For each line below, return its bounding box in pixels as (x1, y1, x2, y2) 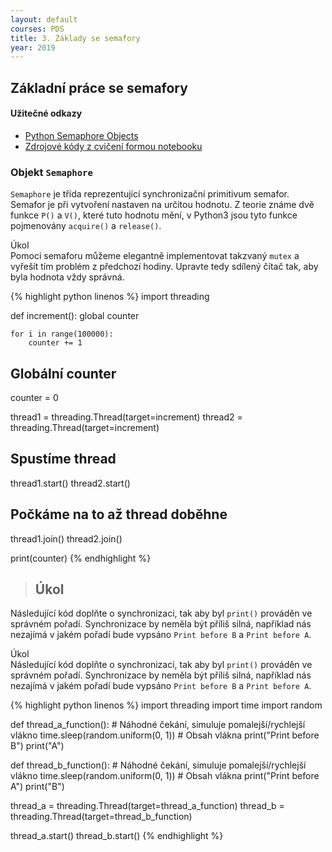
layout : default (10, 14, 78, 25)
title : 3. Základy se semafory (10, 33, 141, 43)
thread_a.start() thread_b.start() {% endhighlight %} (10, 830, 224, 842)
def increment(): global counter (10, 310, 140, 322)
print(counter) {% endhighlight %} (10, 552, 152, 564)
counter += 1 (28, 338, 83, 348)
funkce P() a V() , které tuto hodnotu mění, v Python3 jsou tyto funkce (10, 209, 298, 221)
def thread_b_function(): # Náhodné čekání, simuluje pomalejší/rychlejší (10, 759, 307, 771)
